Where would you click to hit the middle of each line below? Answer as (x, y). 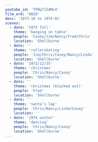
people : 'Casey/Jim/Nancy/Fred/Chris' (53, 37)
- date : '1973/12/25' (31, 63)
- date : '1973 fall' (30, 28)
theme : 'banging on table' (41, 32)
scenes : (13, 23)
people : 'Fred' (29, 91)
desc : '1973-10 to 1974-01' (33, 18)
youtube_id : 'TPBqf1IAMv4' (32, 9)
